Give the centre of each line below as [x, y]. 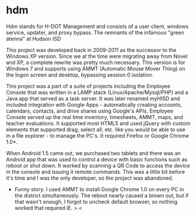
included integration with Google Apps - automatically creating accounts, [94, 104]
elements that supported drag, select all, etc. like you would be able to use [96, 129]
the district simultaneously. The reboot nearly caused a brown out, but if [102, 195]
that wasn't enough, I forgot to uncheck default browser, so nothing [96, 201]
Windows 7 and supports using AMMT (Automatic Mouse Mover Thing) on [96, 68]
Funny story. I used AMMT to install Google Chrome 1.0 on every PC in [99, 189]
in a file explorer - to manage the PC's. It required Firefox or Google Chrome [97, 135]
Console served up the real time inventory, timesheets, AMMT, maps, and [94, 117]
